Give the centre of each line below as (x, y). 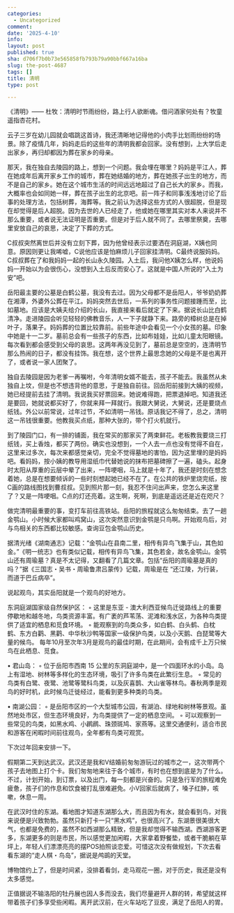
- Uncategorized (37, 20)
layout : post (26, 46)
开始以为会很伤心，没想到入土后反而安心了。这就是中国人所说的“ (112, 269)
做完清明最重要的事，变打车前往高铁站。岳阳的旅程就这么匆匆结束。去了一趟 (117, 511)
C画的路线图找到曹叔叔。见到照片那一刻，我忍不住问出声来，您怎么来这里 (113, 487)
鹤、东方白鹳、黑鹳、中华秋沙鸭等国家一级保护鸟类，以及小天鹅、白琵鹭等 (114, 633)
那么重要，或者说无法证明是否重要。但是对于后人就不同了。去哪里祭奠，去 (114, 219)
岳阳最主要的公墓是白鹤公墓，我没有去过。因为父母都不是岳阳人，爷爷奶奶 (114, 292)
